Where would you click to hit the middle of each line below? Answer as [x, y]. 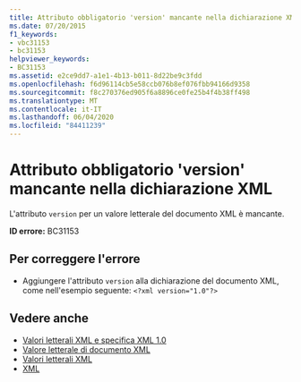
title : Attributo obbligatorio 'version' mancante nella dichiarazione [146, 17]
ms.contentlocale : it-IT [56, 109]
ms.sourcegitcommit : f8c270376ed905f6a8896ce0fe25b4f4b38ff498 [130, 92]
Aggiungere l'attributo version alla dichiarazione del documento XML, [150, 280]
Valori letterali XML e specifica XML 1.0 [95, 340]
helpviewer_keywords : [50, 59]
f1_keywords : [34, 34]
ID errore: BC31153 [44, 231]
